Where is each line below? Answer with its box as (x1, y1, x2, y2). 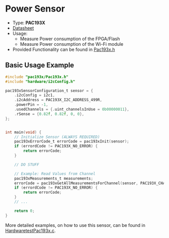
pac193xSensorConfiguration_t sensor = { (5, 88, 94, 93)
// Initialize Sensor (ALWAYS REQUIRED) (14, 134, 100, 139)
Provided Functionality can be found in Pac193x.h (12, 46, 115, 52)
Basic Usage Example (5, 61, 74, 69)
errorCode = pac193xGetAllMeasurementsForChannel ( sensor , (14, 181, 138, 186)
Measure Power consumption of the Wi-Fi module (20, 41, 124, 47)
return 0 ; (14, 208, 35, 213)
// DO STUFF (14, 162, 39, 167)
